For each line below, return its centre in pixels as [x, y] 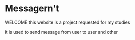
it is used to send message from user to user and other [62, 32]
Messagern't [32, 9]
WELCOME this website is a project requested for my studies [68, 22]
